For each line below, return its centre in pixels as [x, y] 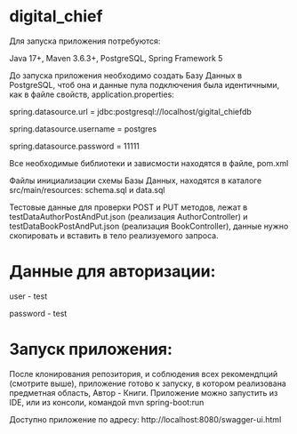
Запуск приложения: [91, 350]
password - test [38, 313]
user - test [28, 296]
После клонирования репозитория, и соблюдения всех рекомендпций [144, 374]
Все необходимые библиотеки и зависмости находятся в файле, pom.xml [149, 163]
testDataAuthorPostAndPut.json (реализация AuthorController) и [128, 216]
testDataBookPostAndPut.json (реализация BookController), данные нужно [149, 226]
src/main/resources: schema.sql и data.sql [87, 189]
